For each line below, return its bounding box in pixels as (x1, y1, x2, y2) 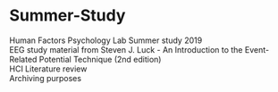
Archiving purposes (9, 72, 82, 83)
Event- (244, 44, 270, 54)
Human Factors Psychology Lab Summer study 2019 (9, 35, 203, 46)
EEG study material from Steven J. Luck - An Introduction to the (9, 44, 243, 54)
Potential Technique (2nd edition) (38, 54, 162, 64)
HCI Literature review (9, 63, 88, 74)
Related (9, 54, 38, 64)
